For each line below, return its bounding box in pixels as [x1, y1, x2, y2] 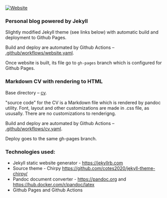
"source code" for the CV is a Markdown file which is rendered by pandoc [5, 100, 161, 106]
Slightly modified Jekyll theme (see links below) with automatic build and [5, 29, 159, 35]
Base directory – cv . [5, 89, 47, 95]
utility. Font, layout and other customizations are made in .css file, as [5, 105, 150, 111]
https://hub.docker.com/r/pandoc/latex [12, 181, 94, 187]
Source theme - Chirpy [12, 165, 61, 171]
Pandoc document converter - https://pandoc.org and [12, 176, 127, 182]
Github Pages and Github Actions [12, 187, 83, 193]
